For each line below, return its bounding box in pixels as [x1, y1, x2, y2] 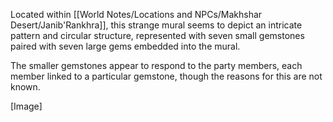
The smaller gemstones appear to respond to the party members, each [10, 60, 303, 71]
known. [10, 81, 41, 93]
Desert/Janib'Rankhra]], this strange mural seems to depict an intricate [10, 19, 303, 31]
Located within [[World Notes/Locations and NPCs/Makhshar [10, 9, 263, 20]
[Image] [10, 100, 43, 112]
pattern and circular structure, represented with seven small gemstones [10, 30, 305, 41]
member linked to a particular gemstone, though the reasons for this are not [10, 70, 323, 82]
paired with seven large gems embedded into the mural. [10, 40, 241, 52]
